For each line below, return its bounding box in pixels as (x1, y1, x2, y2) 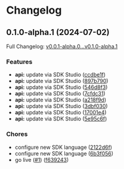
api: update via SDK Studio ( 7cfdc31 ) (14, 90, 106, 97)
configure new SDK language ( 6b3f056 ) (14, 149, 114, 157)
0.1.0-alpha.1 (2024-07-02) (6, 27, 110, 37)
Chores (6, 130, 28, 138)
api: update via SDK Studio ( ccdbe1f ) (14, 71, 106, 78)
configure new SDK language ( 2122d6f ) (14, 144, 112, 151)
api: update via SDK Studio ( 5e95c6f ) (14, 115, 107, 122)
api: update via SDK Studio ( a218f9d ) (14, 96, 107, 104)
